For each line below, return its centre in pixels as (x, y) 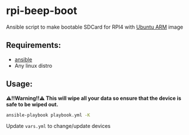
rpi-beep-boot (42, 11)
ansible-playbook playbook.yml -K (48, 115)
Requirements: (34, 45)
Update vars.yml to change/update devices (59, 126)
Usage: (20, 84)
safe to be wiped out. (32, 104)
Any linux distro (33, 65)
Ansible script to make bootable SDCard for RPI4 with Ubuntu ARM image (94, 27)
